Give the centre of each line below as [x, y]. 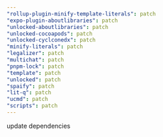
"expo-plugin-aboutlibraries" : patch [62, 20]
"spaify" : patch [30, 86]
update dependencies [39, 126]
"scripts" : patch [32, 106]
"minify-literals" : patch [45, 47]
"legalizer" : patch [35, 54]
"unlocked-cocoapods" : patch [50, 34]
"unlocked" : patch [34, 79]
